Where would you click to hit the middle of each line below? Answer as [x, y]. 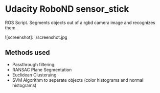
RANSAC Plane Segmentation [42, 70]
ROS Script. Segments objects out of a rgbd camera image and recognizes [80, 23]
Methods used [28, 53]
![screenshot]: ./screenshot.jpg [36, 37]
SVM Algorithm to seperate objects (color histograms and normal [78, 80]
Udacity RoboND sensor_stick [67, 9]
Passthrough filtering [33, 64]
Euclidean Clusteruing [34, 75]
